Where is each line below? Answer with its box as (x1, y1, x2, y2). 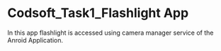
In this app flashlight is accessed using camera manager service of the (7, 28, 214, 37)
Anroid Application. (7, 35, 64, 44)
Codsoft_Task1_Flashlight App (7, 5, 189, 21)
